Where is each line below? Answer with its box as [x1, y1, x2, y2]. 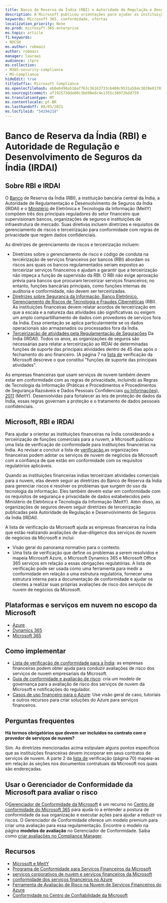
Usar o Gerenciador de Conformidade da [5, 780, 133, 789]
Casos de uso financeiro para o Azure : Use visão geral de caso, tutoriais [12, 692, 161, 698]
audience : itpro [5, 58, 39, 63]
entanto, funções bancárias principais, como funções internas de [12, 283, 147, 289]
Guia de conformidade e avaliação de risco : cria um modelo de [12, 676, 142, 682]
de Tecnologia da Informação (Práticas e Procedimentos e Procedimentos [5, 382, 157, 388]
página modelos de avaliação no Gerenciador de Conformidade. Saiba [5, 827, 151, 833]
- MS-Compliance [5, 72, 39, 77]
